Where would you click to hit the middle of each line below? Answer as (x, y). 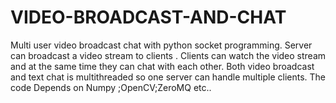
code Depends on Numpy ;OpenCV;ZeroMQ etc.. (111, 87)
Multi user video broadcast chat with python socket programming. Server (161, 45)
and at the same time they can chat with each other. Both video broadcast (162, 66)
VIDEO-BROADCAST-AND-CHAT (148, 17)
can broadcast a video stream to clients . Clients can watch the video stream (168, 55)
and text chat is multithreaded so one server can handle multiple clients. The (168, 77)
